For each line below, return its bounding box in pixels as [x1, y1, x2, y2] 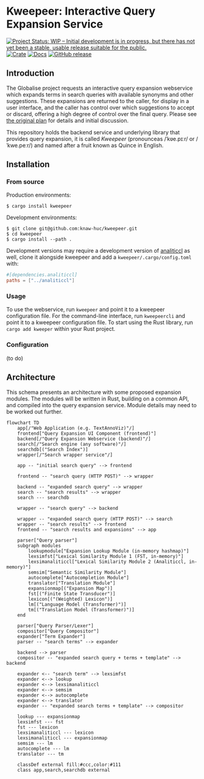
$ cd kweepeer [6, 231, 43, 237]
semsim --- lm [17, 740, 53, 746]
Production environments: [6, 191, 71, 199]
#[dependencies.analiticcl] [6, 272, 78, 278]
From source [6, 178, 44, 186]
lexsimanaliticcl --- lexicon [17, 730, 94, 736]
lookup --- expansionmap [17, 713, 80, 720]
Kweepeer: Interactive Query [6, 4, 156, 18]
